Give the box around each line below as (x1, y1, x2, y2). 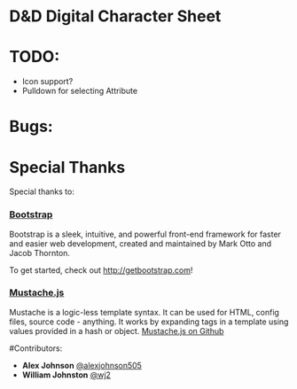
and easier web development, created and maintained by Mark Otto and (9, 237, 272, 249)
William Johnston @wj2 (21, 370, 111, 380)
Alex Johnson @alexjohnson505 (21, 360, 142, 370)
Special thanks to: (9, 186, 75, 197)
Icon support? (21, 76, 74, 87)
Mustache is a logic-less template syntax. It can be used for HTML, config (9, 307, 279, 317)
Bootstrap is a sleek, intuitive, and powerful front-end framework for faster (9, 229, 282, 239)
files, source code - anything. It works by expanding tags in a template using (9, 316, 289, 327)
